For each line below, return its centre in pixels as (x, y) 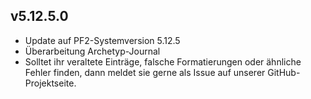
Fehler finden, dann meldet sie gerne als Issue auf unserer (145, 72)
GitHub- (284, 72)
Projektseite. (50, 83)
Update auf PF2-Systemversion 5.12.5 (102, 40)
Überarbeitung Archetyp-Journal (92, 51)
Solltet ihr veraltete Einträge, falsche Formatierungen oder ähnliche (163, 61)
